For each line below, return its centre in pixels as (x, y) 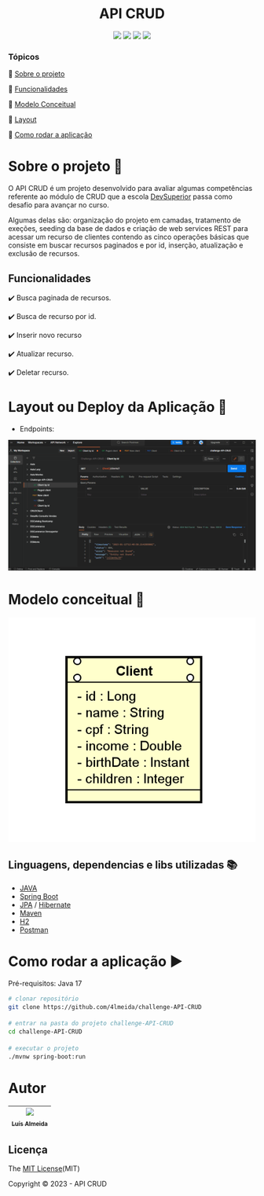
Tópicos (24, 57)
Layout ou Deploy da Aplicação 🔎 (118, 407)
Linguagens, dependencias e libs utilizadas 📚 (123, 865)
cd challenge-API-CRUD (45, 1032)
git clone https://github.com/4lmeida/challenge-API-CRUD (105, 1007)
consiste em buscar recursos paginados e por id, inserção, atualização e (126, 245)
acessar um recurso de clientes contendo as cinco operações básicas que (129, 237)
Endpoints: (37, 428)
